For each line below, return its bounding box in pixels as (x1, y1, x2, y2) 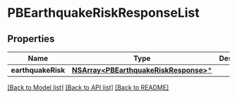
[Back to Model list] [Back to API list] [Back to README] (7, 83, 169, 92)
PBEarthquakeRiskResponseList (7, 5, 200, 21)
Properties (7, 33, 55, 45)
